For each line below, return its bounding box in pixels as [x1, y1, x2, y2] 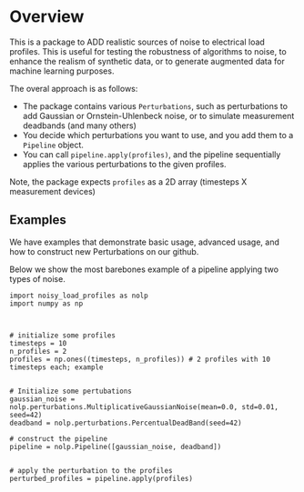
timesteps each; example [9, 362, 104, 372]
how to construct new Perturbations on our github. [9, 246, 199, 256]
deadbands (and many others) [22, 120, 137, 131]
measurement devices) [9, 186, 96, 196]
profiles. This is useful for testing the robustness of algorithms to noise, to [9, 45, 287, 56]
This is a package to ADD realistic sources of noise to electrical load [9, 36, 266, 47]
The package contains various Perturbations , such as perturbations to [22, 100, 289, 111]
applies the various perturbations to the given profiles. [22, 158, 227, 169]
